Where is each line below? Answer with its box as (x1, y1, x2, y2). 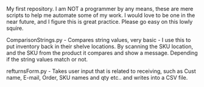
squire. (6, 24, 24, 32)
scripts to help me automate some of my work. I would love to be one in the (6, 12, 195, 19)
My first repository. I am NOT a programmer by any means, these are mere (6, 5, 194, 12)
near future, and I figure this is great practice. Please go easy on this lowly (6, 18, 193, 25)
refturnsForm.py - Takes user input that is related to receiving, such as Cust (6, 68, 196, 75)
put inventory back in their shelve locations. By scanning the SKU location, (6, 43, 194, 50)
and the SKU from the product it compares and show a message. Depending (6, 49, 198, 57)
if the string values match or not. (6, 56, 88, 63)
